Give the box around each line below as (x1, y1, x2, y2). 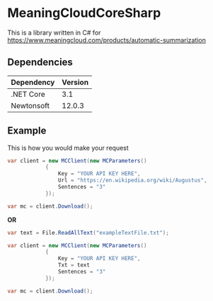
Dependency (11, 77, 55, 87)
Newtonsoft (11, 100, 50, 110)
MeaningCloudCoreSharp (7, 5, 161, 21)
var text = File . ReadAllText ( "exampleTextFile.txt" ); (7, 229, 170, 236)
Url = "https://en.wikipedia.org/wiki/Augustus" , (57, 177, 207, 184)
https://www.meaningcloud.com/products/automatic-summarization (7, 35, 207, 44)
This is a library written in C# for (7, 28, 101, 37)
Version (62, 77, 89, 87)
